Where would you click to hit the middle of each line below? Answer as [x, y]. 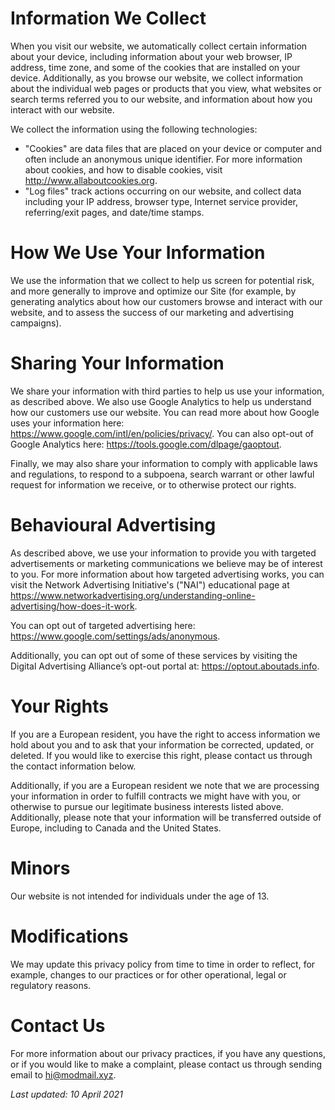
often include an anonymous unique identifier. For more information [163, 159]
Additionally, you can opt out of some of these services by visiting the [154, 655]
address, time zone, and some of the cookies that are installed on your [155, 67]
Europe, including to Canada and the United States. [116, 828]
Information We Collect [108, 18]
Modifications [69, 936]
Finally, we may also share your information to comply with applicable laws [164, 463]
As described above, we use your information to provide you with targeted [163, 553]
